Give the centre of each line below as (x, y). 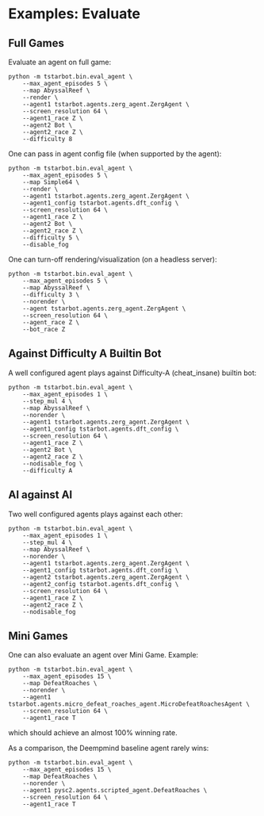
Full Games (36, 43)
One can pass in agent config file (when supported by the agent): (115, 154)
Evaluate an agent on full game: (60, 62)
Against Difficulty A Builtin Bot (85, 354)
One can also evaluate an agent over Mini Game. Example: (103, 655)
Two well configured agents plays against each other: (96, 514)
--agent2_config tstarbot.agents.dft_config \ (101, 584)
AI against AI (40, 495)
